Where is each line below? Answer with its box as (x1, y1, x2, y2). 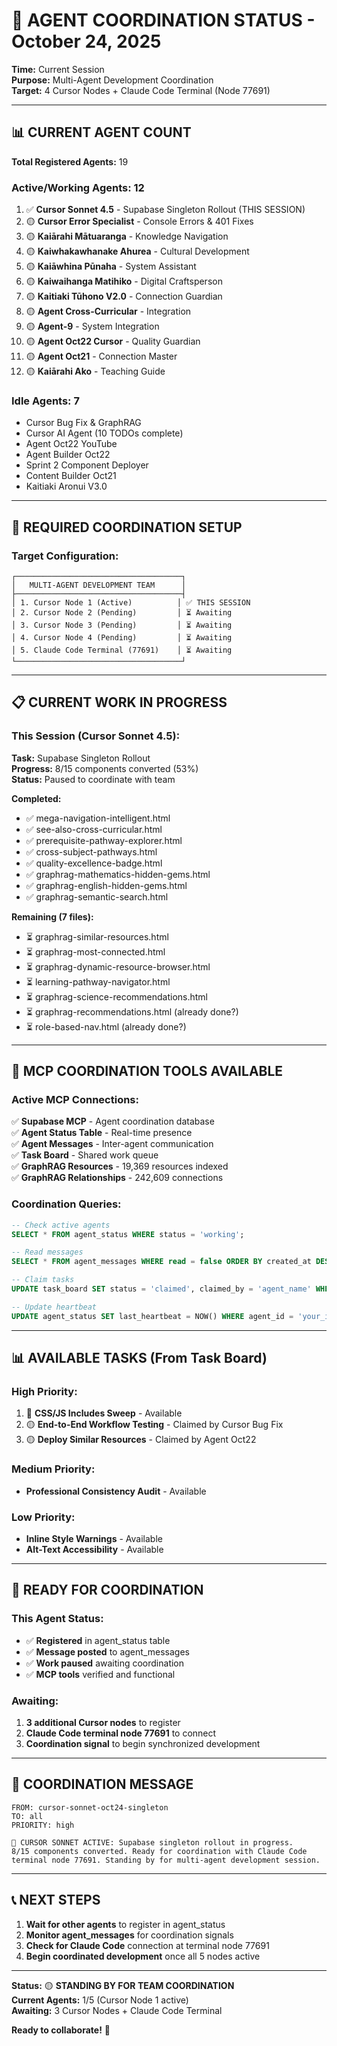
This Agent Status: (11, 1612, 104, 1626)
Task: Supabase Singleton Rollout (11, 752, 151, 764)
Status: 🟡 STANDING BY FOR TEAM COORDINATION (11, 1979, 235, 1991)
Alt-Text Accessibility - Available (25, 1543, 164, 1555)
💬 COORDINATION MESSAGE (11, 1776, 194, 1793)
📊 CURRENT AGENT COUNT (11, 124, 192, 141)
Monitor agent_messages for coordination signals (25, 1929, 234, 1941)
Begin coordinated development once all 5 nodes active (25, 1950, 261, 1962)
